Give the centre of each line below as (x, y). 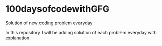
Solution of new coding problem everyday (49, 23)
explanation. (18, 38)
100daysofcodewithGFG (57, 9)
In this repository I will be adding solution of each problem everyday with (81, 32)
